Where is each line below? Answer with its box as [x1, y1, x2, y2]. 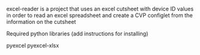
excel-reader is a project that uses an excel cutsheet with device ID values [6, 5, 194, 12]
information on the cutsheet [6, 18, 76, 25]
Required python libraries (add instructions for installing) [6, 30, 149, 37]
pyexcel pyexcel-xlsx [6, 42, 59, 49]
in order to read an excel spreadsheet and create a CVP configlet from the [6, 12, 193, 19]
